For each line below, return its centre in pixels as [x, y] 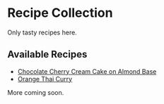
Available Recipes [47, 54]
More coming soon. [36, 92]
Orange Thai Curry [45, 79]
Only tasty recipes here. [42, 32]
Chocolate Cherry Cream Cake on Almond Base [87, 71]
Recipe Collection [60, 13]
